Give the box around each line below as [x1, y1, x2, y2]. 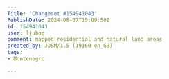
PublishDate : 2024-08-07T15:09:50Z [7, 17, 110, 24]
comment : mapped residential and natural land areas [7, 36, 163, 43]
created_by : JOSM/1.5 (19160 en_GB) [7, 42, 113, 49]
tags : [7, 49, 23, 56]
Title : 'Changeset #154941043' [7, 10, 98, 17]
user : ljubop [7, 29, 45, 37]
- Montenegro [7, 55, 45, 62]
